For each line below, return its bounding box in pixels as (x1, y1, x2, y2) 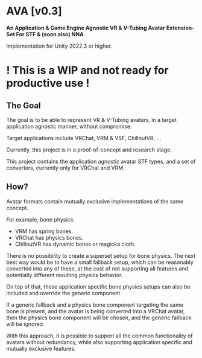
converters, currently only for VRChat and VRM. (6, 164, 125, 171)
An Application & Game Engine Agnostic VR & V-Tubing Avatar (6, 24, 166, 31)
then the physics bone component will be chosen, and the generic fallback (6, 314, 192, 321)
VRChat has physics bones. (14, 234, 84, 241)
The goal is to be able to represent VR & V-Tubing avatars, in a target (6, 116, 177, 123)
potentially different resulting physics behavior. (6, 271, 123, 278)
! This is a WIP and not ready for (6, 63, 169, 77)
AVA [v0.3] (6, 4, 62, 18)
